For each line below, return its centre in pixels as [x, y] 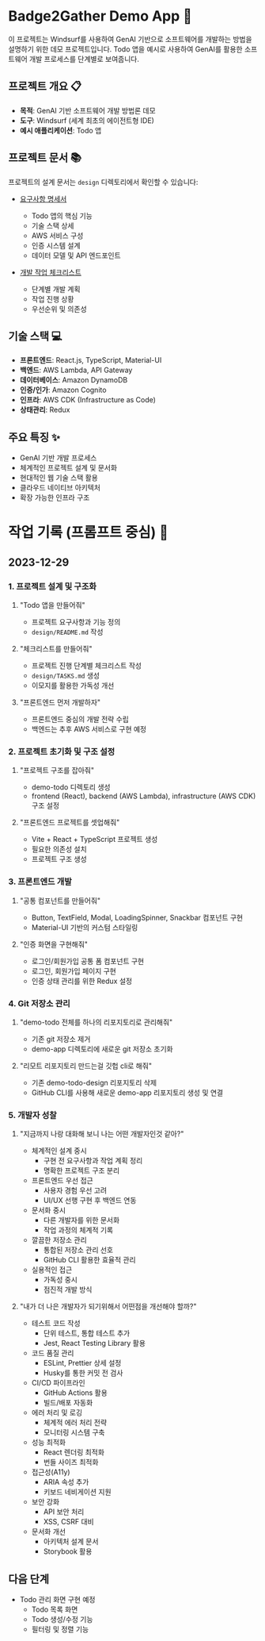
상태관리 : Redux [45, 410]
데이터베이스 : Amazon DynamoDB [74, 380]
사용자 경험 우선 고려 [75, 1190]
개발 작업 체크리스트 [50, 272]
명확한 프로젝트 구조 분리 [81, 1170]
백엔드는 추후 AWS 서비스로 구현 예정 [89, 729]
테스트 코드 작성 [56, 1324]
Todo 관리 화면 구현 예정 [57, 1600]
